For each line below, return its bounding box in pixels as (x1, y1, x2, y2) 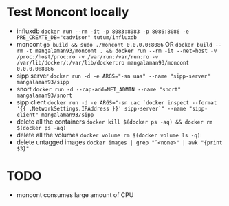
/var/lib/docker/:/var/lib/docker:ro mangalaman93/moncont (16, 59, 190, 66)
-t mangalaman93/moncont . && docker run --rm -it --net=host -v (25, 47, 217, 54)
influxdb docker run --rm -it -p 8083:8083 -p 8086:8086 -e (16, 27, 190, 35)
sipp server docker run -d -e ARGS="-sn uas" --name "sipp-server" (16, 71, 210, 80)
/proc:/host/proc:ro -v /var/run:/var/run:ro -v (16, 53, 159, 60)
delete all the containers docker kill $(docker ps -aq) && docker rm (16, 117, 213, 126)
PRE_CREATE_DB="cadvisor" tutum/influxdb (16, 34, 137, 41)
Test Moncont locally (6, 4, 129, 20)
